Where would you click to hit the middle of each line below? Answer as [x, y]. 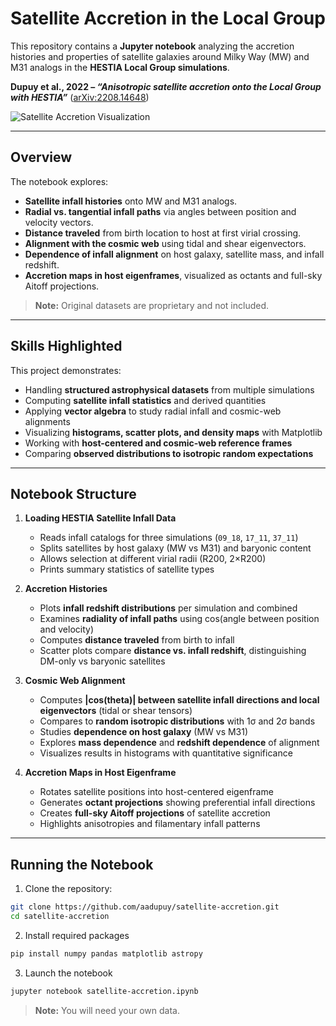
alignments [47, 421]
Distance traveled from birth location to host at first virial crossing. [163, 233]
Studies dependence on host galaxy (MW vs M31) [144, 732]
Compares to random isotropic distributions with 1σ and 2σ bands [177, 721]
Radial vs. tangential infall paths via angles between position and [160, 211]
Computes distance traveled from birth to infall [137, 640]
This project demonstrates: [66, 370]
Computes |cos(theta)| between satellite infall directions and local [179, 700]
